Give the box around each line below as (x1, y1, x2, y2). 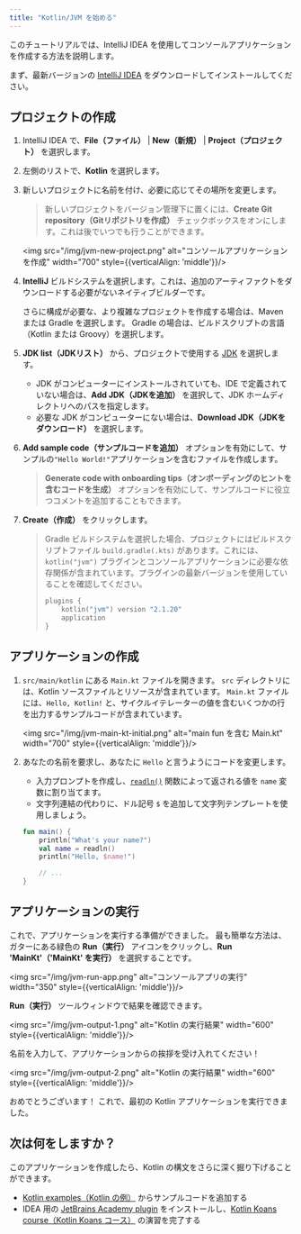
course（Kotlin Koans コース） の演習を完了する (22, 1214, 201, 1225)
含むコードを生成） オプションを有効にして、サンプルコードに (44, 484, 275, 495)
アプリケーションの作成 (9, 649, 139, 665)
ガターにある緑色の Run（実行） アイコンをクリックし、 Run (9, 940, 233, 951)
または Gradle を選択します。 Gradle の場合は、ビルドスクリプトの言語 (22, 317, 285, 329)
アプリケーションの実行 (9, 904, 139, 920)
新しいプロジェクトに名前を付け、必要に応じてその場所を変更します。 (22, 185, 281, 195)
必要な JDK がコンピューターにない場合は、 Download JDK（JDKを (35, 412, 286, 423)
